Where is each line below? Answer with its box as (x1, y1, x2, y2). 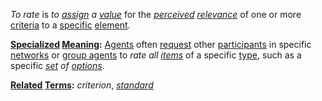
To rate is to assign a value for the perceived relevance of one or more (10, 9, 302, 20)
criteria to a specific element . (10, 19, 131, 31)
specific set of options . (10, 60, 105, 71)
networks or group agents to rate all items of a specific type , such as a (10, 49, 302, 61)
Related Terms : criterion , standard (10, 79, 154, 91)
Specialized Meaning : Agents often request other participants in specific (10, 39, 312, 50)
